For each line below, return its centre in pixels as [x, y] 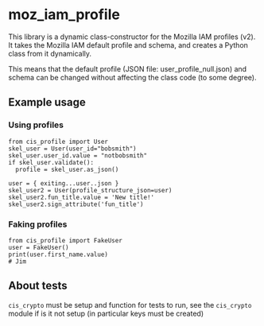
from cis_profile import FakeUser [66, 240]
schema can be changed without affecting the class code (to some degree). [132, 77]
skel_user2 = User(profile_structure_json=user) [90, 190]
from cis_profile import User [58, 142]
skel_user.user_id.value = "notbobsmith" [78, 155]
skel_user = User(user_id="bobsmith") [72, 149]
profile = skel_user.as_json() [67, 169]
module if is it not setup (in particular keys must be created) [106, 313]
